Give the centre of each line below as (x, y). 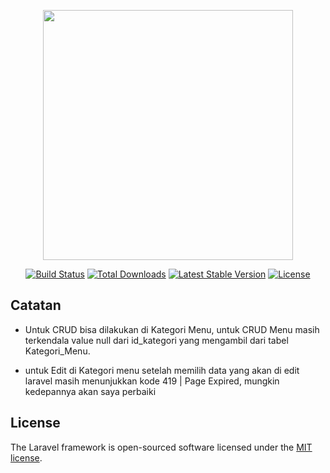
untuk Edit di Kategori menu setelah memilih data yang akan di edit (162, 370)
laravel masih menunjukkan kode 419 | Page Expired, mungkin (152, 381)
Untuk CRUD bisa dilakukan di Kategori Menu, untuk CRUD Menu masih (172, 329)
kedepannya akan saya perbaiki (90, 391)
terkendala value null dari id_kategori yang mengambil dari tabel (156, 340)
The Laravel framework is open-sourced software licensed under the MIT (161, 447)
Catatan (36, 305)
